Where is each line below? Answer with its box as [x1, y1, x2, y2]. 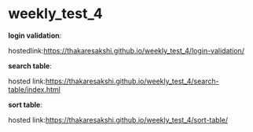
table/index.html [8, 84, 60, 94]
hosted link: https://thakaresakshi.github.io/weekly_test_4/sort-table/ [8, 115, 229, 124]
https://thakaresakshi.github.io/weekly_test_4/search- [45, 76, 219, 86]
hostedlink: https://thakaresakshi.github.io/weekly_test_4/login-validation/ [8, 46, 245, 55]
